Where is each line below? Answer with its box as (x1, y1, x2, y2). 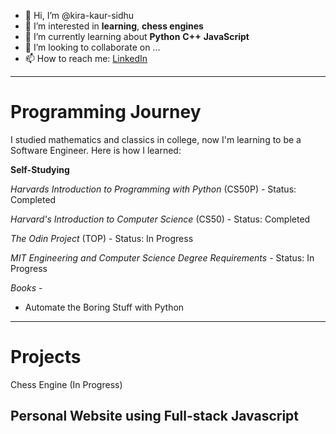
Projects (10, 346, 82, 369)
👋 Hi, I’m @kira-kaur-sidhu (24, 10, 135, 21)
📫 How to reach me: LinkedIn (24, 53, 148, 64)
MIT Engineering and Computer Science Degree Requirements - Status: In (10, 251, 315, 264)
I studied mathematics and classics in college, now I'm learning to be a (10, 133, 302, 145)
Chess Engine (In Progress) (10, 378, 123, 390)
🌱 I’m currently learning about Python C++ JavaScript (24, 31, 250, 42)
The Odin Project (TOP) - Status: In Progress (10, 232, 194, 244)
